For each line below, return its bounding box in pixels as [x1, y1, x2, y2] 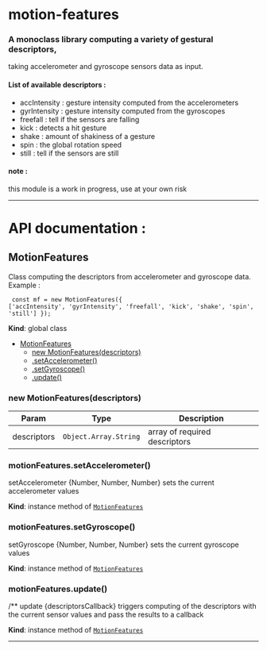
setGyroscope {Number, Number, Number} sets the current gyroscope [8, 540, 240, 549]
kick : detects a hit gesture [19, 123, 107, 133]
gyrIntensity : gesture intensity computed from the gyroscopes [19, 106, 226, 116]
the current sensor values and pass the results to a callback [8, 610, 204, 620]
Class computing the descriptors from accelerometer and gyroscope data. [8, 271, 252, 281]
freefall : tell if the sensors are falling [19, 114, 140, 124]
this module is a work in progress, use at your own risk [8, 184, 188, 194]
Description [178, 413, 224, 424]
